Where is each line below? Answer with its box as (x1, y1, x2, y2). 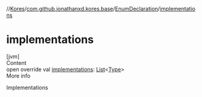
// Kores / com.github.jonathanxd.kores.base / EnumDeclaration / (6, 5, 160, 12)
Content (6, 59, 27, 66)
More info (6, 72, 31, 79)
